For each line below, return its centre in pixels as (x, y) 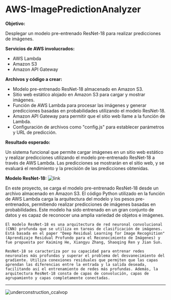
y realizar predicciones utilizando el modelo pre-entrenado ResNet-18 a (80, 157)
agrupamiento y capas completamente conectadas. (58, 278)
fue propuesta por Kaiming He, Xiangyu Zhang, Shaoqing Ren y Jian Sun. (84, 242)
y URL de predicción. (35, 132)
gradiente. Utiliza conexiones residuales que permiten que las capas (82, 260)
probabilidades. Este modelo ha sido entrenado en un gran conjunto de (80, 209)
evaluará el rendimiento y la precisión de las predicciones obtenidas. (77, 168)
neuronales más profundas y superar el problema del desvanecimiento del (85, 256)
